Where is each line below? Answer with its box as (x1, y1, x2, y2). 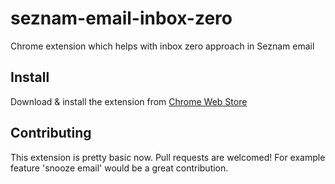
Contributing (10, 125, 92, 142)
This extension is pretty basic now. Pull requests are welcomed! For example (10, 151, 326, 163)
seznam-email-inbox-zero (10, 7, 233, 30)
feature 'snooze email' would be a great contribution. (10, 162, 229, 174)
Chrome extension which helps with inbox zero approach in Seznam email (10, 40, 315, 52)
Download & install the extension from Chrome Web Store (10, 95, 248, 107)
